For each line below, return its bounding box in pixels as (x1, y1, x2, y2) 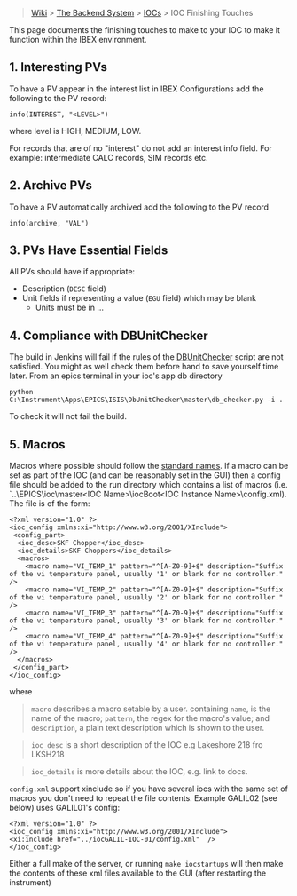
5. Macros (9, 437, 66, 452)
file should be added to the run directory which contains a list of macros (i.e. (9, 480, 288, 490)
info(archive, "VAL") (9, 218, 90, 227)
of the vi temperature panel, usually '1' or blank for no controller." (9, 570, 284, 579)
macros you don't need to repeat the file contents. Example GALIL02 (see (9, 793, 277, 804)
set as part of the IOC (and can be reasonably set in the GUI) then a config (9, 470, 281, 480)
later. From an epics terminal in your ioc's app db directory (9, 370, 223, 381)
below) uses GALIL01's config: (9, 803, 121, 813)
